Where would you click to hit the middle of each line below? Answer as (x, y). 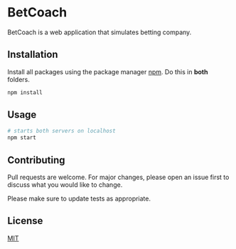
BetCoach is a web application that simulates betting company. (100, 32)
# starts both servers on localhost (61, 131)
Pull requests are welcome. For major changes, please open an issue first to (118, 177)
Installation (33, 55)
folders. (18, 79)
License (25, 221)
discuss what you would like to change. (65, 185)
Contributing (36, 160)
